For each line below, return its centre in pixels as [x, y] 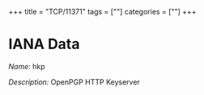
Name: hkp [27, 66]
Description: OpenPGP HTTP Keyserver [74, 82]
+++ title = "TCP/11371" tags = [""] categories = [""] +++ [102, 12]
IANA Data [44, 44]
